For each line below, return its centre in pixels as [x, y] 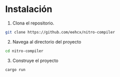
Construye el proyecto [35, 60]
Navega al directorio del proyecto [47, 41]
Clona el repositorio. [33, 23]
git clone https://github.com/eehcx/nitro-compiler [60, 32]
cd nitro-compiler [24, 51]
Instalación [29, 9]
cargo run [15, 69]
